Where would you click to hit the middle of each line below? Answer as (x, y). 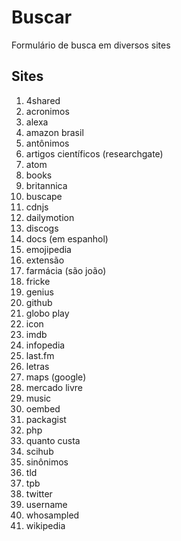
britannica (46, 185)
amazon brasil (54, 132)
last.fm (40, 355)
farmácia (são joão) (66, 270)
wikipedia (45, 525)
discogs (42, 228)
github (39, 302)
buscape (44, 196)
